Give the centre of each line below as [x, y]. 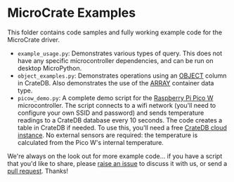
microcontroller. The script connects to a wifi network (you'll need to [117, 105]
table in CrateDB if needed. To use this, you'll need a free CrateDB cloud [122, 127]
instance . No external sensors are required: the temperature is [108, 135]
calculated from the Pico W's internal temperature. [90, 142]
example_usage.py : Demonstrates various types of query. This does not [120, 53]
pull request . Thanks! [38, 171]
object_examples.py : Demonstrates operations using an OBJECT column [122, 76]
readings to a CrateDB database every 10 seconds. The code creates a [120, 120]
